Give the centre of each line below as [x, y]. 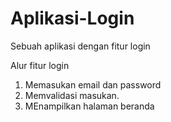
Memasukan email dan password [93, 84]
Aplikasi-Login [72, 18]
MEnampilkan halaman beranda [89, 106]
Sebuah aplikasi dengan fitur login [80, 46]
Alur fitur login [40, 65]
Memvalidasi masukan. [72, 95]
